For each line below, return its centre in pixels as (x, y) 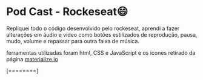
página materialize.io (32, 59)
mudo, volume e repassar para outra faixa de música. (73, 41)
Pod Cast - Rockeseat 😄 (67, 12)
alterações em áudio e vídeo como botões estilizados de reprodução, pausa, (102, 34)
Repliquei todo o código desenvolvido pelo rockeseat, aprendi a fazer (93, 28)
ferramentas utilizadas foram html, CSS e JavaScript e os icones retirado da (101, 52)
